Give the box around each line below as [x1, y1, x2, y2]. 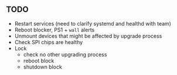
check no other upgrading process [23, 51, 107, 58]
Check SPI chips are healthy [14, 38, 83, 45]
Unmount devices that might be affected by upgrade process [14, 32, 162, 40]
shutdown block [23, 63, 63, 70]
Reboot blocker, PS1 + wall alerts [14, 26, 95, 33]
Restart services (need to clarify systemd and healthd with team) [14, 20, 172, 27]
